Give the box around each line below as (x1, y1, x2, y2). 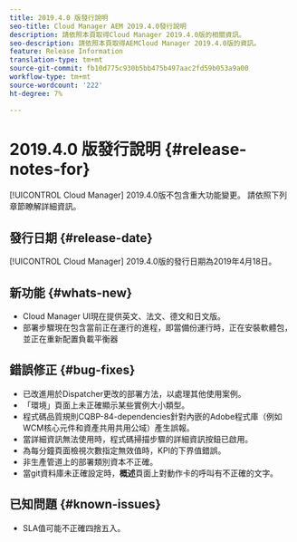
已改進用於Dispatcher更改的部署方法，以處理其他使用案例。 (22, 388, 246, 399)
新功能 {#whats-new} (9, 285, 133, 300)
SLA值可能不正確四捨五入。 (22, 522, 126, 533)
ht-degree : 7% (9, 89, 63, 98)
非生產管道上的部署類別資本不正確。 (22, 456, 158, 467)
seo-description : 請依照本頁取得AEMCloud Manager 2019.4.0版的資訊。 (9, 38, 261, 48)
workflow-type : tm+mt (9, 73, 91, 82)
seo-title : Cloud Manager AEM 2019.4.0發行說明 (9, 22, 187, 31)
